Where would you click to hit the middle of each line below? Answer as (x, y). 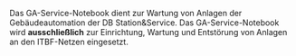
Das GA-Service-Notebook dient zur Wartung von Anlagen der (126, 13)
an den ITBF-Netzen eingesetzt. (69, 42)
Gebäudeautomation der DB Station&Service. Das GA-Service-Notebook (144, 23)
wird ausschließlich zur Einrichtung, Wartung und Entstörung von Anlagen (148, 32)
